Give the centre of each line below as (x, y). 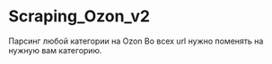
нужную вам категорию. (55, 50)
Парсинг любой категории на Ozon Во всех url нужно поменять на (136, 41)
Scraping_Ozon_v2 (79, 16)
